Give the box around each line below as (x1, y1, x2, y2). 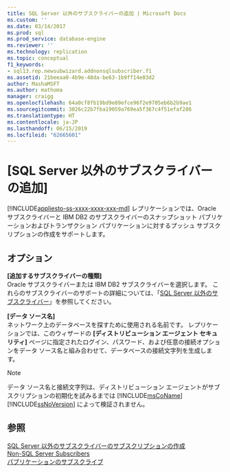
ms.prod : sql (7, 29, 45, 36)
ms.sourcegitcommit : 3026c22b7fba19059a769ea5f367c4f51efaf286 (7, 106, 192, 113)
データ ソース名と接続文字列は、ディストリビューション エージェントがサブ (7, 383, 220, 391)
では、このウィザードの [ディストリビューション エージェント (25, 329, 198, 337)
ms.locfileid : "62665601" (7, 131, 81, 138)
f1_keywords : (7, 61, 45, 68)
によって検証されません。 (76, 400, 149, 408)
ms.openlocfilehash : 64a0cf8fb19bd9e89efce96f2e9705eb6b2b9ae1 (7, 100, 192, 106)
